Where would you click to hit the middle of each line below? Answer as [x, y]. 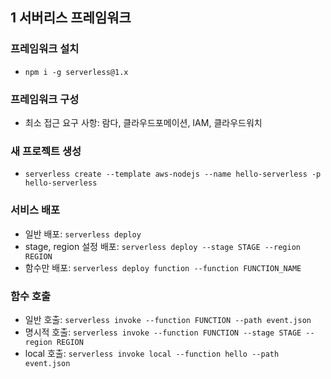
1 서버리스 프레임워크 [71, 18]
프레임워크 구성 [45, 99]
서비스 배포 [35, 210]
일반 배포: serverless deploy [83, 234]
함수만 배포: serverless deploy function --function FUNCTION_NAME [163, 267]
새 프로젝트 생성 [46, 151]
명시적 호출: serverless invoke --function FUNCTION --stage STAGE [163, 332]
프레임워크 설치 [45, 49]
